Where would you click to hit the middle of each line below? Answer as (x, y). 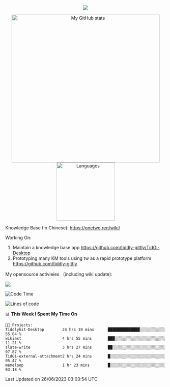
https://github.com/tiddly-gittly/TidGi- (120, 247)
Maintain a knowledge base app (46, 247)
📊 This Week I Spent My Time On (41, 314)
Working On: (18, 237)
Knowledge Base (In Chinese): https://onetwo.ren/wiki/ (63, 228)
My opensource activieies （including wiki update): (59, 274)
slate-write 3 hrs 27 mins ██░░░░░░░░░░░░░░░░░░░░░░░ (85, 347)
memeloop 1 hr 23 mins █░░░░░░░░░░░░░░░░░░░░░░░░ (85, 365)
